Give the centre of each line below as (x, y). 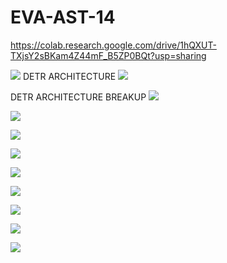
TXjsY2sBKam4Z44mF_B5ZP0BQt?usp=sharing (108, 55)
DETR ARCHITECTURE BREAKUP (78, 97)
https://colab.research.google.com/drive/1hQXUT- (113, 45)
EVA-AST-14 (63, 17)
